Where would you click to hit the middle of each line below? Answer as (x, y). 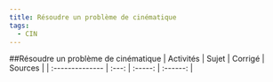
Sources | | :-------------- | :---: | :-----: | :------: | (101, 68)
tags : (19, 26)
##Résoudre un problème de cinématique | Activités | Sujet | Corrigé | (137, 59)
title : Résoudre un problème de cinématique (93, 17)
